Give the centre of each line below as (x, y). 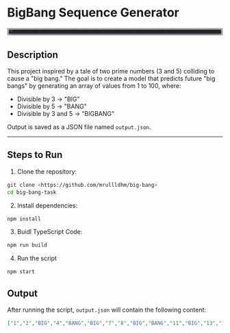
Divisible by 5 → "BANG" (52, 106)
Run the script (37, 258)
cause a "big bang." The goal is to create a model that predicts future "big (111, 78)
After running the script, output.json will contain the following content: (107, 310)
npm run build (27, 245)
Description (33, 55)
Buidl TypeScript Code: (50, 232)
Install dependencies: (47, 205)
